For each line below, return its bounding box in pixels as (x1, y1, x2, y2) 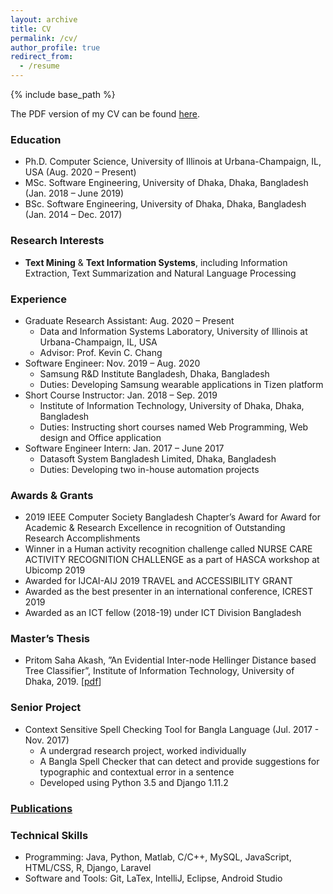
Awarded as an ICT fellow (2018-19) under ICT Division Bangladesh (24, 607, 302, 619)
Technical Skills (10, 828, 89, 842)
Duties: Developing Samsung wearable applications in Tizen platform (39, 378, 324, 390)
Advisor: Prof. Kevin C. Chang (39, 346, 163, 358)
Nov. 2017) (24, 734, 70, 746)
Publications (10, 801, 73, 815)
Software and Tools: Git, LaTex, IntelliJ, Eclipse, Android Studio (24, 872, 283, 884)
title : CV (10, 24, 52, 34)
